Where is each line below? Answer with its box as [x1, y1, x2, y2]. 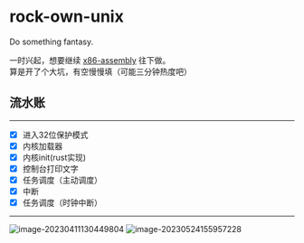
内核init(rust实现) [22, 152, 87, 163]
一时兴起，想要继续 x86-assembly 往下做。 [9, 54, 171, 65]
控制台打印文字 [22, 163, 79, 173]
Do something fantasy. [9, 36, 93, 47]
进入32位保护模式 [22, 129, 89, 140]
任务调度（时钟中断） [22, 197, 102, 209]
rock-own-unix [9, 6, 124, 27]
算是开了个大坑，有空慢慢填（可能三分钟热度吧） [9, 66, 192, 77]
